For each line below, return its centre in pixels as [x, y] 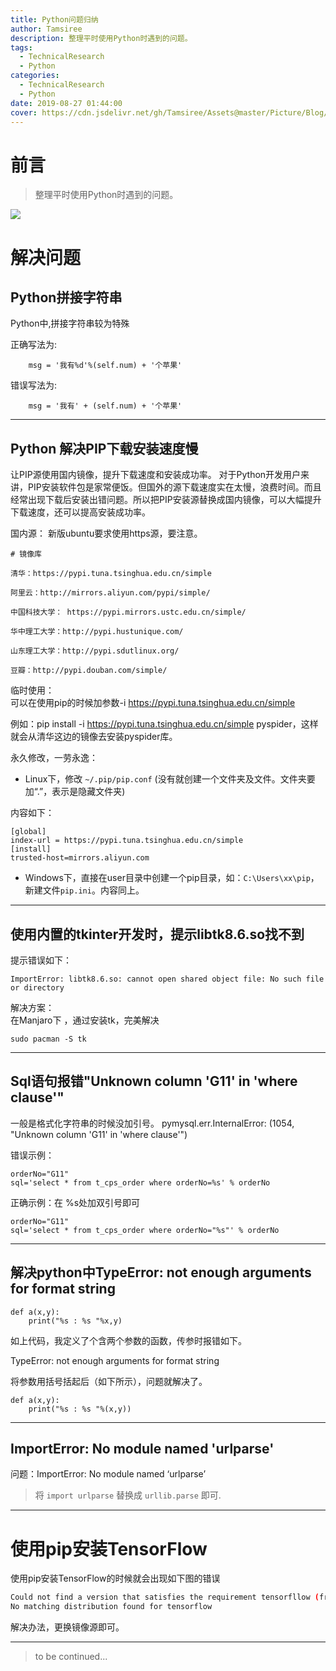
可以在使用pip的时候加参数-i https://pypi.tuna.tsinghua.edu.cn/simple [153, 703]
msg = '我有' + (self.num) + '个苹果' [105, 406]
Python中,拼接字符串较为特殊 [70, 323]
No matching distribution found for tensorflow [111, 1607]
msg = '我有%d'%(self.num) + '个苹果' [105, 366]
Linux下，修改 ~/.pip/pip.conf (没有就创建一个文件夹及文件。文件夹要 [170, 779]
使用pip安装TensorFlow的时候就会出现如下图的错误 [115, 1578]
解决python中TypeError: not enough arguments [161, 1272]
